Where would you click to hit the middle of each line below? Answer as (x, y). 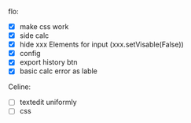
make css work (44, 26)
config (30, 54)
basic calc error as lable (59, 71)
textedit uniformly (48, 102)
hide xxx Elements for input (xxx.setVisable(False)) (102, 45)
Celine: (20, 87)
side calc (34, 35)
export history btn (48, 62)
